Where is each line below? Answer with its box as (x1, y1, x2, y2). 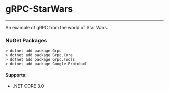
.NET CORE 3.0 (12, 83, 44, 89)
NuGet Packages (5, 37, 47, 44)
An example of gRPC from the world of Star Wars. (5, 24, 108, 30)
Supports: (5, 72, 27, 78)
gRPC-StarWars (5, 3, 73, 15)
